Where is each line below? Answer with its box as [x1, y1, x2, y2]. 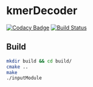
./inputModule [6, 75, 43, 81]
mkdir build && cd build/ [6, 58, 72, 64]
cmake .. [6, 64, 29, 70]
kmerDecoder [6, 4, 78, 18]
